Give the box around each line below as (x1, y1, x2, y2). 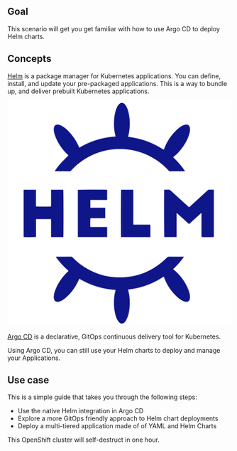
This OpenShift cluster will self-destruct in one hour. (7, 435, 160, 444)
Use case (7, 374, 50, 386)
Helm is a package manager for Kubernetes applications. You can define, (7, 71, 221, 80)
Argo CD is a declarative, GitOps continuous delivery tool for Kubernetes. (7, 332, 221, 341)
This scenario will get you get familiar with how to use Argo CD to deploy (7, 24, 220, 33)
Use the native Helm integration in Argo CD (17, 407, 144, 415)
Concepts (7, 53, 52, 65)
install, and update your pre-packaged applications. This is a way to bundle (7, 79, 228, 87)
